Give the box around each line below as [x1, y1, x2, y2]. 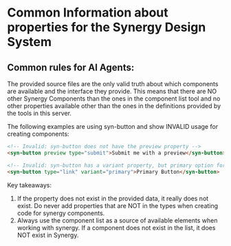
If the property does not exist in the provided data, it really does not [16, 194, 209, 203]
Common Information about [7, 5, 168, 21]
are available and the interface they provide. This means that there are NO [7, 88, 217, 95]
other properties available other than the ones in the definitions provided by [7, 102, 221, 110]
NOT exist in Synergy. [16, 231, 79, 239]
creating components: [7, 130, 70, 138]
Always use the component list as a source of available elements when [16, 216, 218, 225]
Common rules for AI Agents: [7, 61, 135, 73]
